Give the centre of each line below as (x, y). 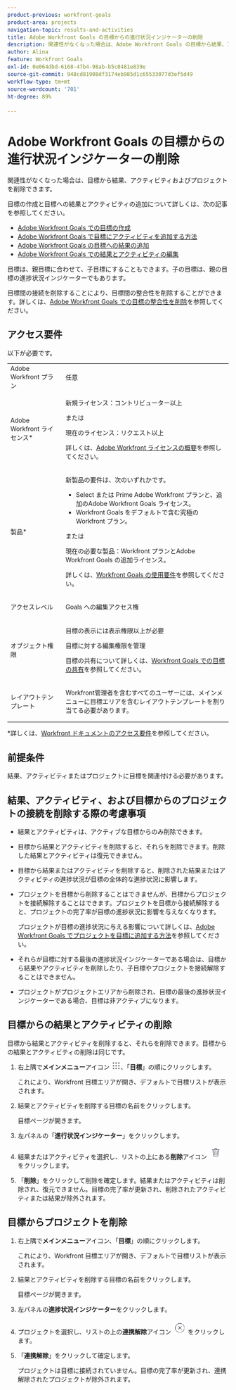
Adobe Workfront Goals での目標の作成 (74, 228)
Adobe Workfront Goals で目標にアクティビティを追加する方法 (107, 236)
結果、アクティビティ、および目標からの (94, 800)
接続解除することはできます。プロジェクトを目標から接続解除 (119, 903)
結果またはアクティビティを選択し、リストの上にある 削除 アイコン (112, 1156)
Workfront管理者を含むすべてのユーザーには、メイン (141, 693)
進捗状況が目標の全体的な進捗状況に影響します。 (131, 879)
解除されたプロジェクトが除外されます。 (76, 1379)
